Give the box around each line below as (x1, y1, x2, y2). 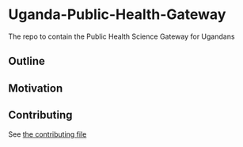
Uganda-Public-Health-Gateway (8, 6, 226, 24)
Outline (8, 55, 45, 68)
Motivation (8, 81, 63, 95)
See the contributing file (8, 129, 87, 139)
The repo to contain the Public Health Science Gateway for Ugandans (8, 32, 235, 41)
